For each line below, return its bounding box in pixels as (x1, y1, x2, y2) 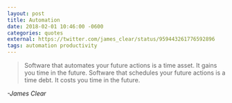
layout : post (7, 10, 45, 17)
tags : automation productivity (7, 42, 98, 49)
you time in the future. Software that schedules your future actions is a (24, 68, 226, 77)
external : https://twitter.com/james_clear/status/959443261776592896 (7, 36, 215, 43)
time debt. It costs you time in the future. (24, 76, 141, 84)
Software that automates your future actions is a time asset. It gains (24, 62, 217, 69)
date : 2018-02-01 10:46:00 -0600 (7, 23, 104, 30)
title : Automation (7, 17, 60, 24)
